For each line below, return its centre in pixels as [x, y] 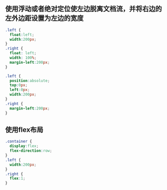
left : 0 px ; [20, 90]
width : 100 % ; [23, 58]
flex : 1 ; [18, 179]
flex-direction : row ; [31, 151]
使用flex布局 [24, 130]
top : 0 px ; [19, 85]
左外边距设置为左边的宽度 [44, 18]
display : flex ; [24, 146]
